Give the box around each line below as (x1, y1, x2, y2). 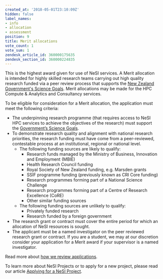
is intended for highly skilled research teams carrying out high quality (5, 75, 144, 81)
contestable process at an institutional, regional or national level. (12, 141, 142, 147)
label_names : (5, 16, 32, 21)
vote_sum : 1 (5, 48, 29, 53)
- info (5, 20, 18, 26)
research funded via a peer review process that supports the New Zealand (5, 81, 154, 87)
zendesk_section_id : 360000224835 (5, 57, 75, 62)
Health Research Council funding (26, 162, 93, 167)
